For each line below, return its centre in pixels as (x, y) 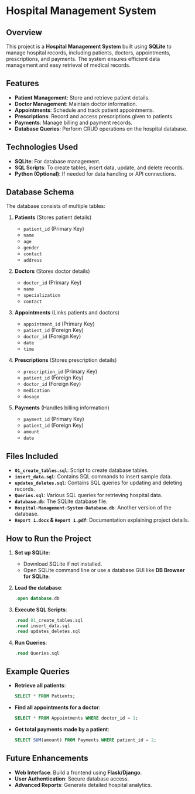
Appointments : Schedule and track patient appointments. (84, 110)
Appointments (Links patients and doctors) (67, 313)
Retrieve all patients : (40, 686)
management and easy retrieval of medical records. (68, 65)
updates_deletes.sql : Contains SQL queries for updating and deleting (98, 483)
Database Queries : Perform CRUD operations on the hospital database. (101, 129)
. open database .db (37, 598)
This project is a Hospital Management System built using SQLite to (89, 46)
